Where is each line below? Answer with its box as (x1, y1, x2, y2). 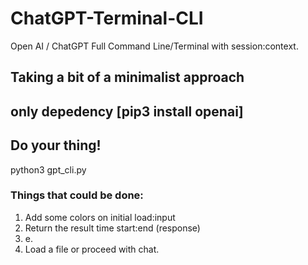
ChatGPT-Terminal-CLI (10, 7, 204, 30)
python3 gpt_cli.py (10, 163, 87, 176)
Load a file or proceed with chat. (24, 243, 160, 255)
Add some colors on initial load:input (24, 211, 176, 223)
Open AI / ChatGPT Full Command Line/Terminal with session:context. (10, 40, 299, 52)
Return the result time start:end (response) (24, 222, 201, 234)
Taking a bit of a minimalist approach (10, 69, 245, 86)
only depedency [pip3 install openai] (10, 103, 244, 120)
